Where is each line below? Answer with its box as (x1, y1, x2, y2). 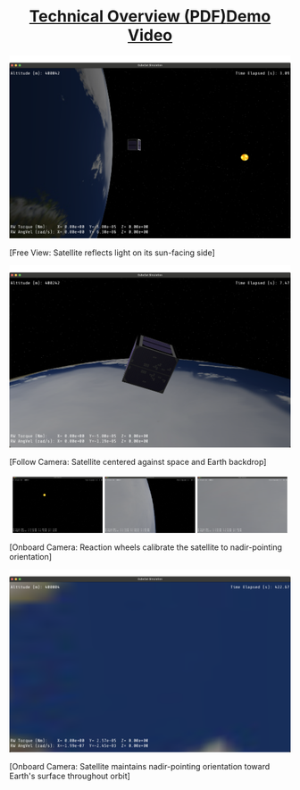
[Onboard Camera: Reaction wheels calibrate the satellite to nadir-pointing (9, 542, 283, 553)
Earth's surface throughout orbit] (9, 770, 131, 781)
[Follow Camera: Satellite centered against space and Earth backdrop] (9, 457, 267, 468)
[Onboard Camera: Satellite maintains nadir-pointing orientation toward (9, 761, 271, 771)
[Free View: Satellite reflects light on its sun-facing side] (9, 247, 216, 258)
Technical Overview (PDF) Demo (29, 6, 271, 27)
